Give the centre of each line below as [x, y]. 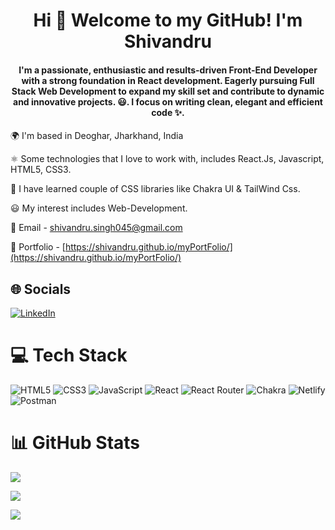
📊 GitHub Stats [75, 443]
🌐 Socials [41, 289]
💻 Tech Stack [69, 355]
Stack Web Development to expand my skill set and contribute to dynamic [168, 91]
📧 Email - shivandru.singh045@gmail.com [96, 228]
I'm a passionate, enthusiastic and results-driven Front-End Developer [168, 70]
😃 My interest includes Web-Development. [99, 208]
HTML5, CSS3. [41, 170]
